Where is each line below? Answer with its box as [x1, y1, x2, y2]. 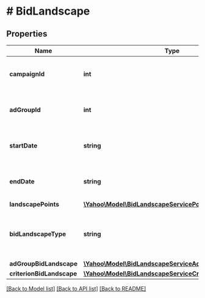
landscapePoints [9, 200, 60, 208]
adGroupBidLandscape [9, 260, 78, 268]
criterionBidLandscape [9, 269, 77, 278]
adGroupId [9, 105, 41, 114]
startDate [9, 141, 38, 150]
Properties [6, 29, 48, 39]
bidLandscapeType [9, 230, 67, 238]
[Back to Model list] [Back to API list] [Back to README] [6, 285, 146, 292]
